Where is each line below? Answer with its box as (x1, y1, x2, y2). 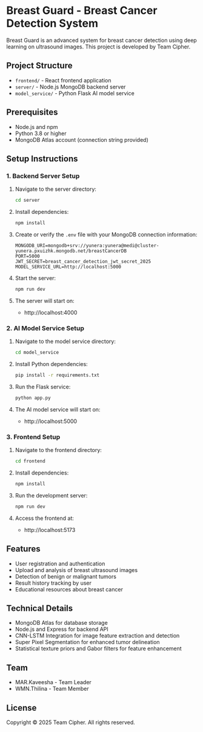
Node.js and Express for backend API (15, 625, 109, 633)
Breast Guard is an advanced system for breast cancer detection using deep (6, 36, 197, 44)
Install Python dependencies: (15, 361, 88, 368)
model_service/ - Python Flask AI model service (15, 89, 135, 97)
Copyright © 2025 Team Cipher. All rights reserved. (6, 719, 135, 726)
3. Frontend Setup (6, 433, 61, 441)
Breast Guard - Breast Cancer (6, 4, 158, 18)
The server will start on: (15, 297, 75, 304)
